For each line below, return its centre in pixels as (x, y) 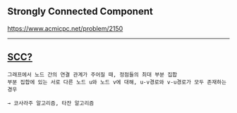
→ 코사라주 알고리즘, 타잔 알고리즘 (51, 103)
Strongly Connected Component (80, 12)
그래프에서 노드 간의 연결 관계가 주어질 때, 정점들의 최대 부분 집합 (92, 74)
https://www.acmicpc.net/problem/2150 (65, 28)
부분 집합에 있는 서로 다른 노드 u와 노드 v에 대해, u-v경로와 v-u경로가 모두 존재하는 (117, 82)
